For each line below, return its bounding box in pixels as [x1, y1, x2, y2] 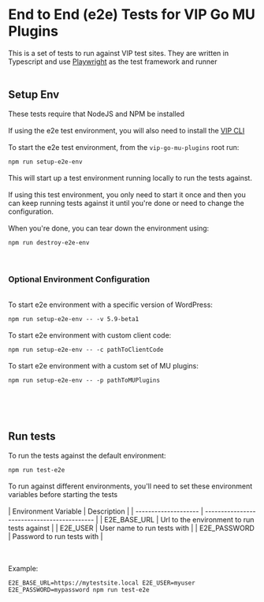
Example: [8, 563, 39, 573]
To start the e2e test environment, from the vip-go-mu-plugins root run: [8, 142, 240, 151]
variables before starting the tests [8, 489, 118, 499]
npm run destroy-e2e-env [8, 238, 90, 246]
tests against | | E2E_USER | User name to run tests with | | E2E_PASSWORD [8, 523, 255, 533]
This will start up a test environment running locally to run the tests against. [8, 173, 252, 182]
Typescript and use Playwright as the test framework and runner [8, 57, 218, 66]
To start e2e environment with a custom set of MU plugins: [8, 361, 199, 371]
